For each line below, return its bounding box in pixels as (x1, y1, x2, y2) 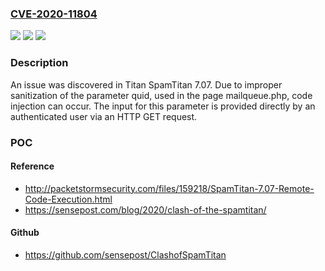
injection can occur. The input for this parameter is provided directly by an (10, 100, 316, 112)
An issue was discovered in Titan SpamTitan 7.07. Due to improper (10, 78, 283, 91)
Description (10, 56, 69, 70)
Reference (10, 160, 55, 172)
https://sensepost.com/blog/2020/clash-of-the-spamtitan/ (24, 203, 267, 216)
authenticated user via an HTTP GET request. (10, 110, 198, 122)
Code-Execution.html (24, 193, 113, 205)
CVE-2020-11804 (10, 7, 98, 21)
